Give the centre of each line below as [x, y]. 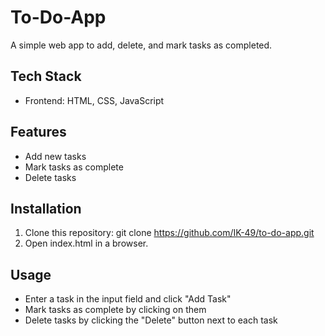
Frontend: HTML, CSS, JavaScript [94, 100]
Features [38, 132]
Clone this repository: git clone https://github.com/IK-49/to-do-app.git [169, 233]
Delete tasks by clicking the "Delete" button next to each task [151, 320]
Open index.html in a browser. [86, 243]
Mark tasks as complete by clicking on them [115, 310]
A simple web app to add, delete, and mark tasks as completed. [141, 45]
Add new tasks [55, 156]
